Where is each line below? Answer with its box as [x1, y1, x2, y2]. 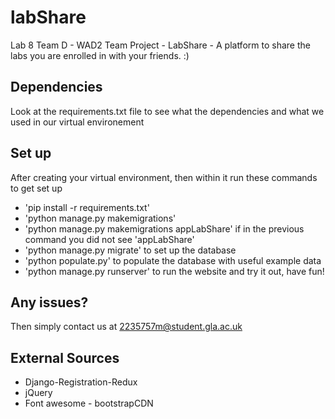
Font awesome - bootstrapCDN [24, 397, 154, 410]
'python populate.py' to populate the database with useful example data [24, 254, 322, 266]
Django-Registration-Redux [24, 376, 138, 388]
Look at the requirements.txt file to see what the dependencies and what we [10, 105, 325, 117]
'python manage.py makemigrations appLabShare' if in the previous [24, 222, 305, 235]
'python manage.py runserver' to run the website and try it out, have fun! [24, 265, 325, 277]
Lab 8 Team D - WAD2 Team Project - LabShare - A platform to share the [10, 39, 311, 51]
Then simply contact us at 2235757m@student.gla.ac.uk [10, 321, 243, 333]
